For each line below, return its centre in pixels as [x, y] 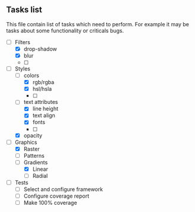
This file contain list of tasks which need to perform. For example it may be [97, 24]
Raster [32, 149]
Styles [23, 69]
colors [32, 76]
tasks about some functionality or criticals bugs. [65, 30]
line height [45, 109]
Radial [40, 176]
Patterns [34, 155]
